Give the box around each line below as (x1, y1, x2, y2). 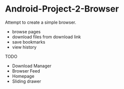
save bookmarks (12, 39, 46, 44)
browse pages (12, 29, 41, 34)
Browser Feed (12, 68, 40, 74)
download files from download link (12, 34, 81, 40)
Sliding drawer (12, 78, 41, 84)
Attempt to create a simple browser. (5, 19, 77, 25)
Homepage (12, 73, 35, 79)
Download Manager (12, 63, 52, 69)
